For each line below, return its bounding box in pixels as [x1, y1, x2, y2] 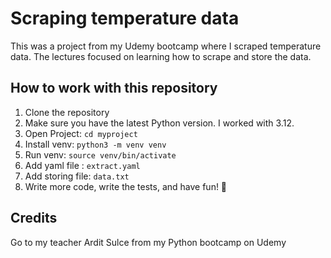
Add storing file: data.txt [24, 170, 130, 182]
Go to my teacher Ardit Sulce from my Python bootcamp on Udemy [10, 236, 287, 248]
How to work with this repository [10, 80, 218, 97]
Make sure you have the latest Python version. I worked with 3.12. [24, 117, 295, 129]
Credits [10, 210, 58, 227]
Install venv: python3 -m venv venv [24, 138, 167, 150]
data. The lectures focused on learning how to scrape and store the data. [10, 50, 312, 62]
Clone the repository [24, 106, 110, 118]
